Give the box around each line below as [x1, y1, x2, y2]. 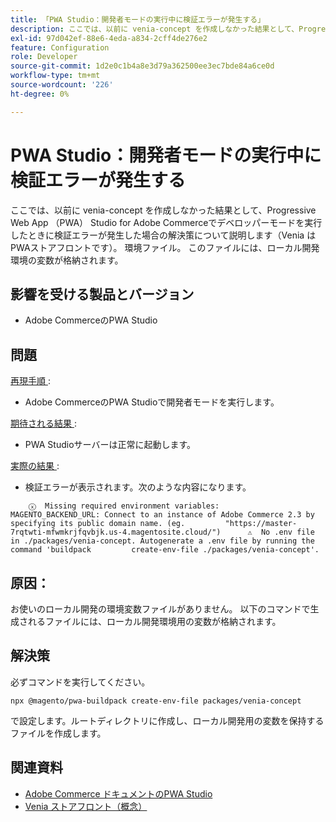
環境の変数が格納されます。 [10, 254, 124, 266]
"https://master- [224, 519, 298, 529]
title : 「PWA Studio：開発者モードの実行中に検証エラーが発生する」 [10, 14, 266, 25]
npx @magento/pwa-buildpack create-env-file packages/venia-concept [10, 696, 302, 706]
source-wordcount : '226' [10, 80, 114, 90]
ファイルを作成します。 [10, 727, 107, 739]
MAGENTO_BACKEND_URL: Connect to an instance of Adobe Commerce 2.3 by [10, 510, 315, 520]
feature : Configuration [10, 42, 110, 53]
